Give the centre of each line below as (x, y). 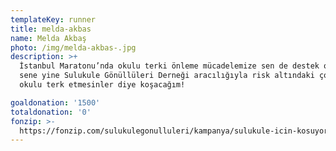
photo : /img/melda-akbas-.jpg (73, 47)
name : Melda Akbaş (48, 38)
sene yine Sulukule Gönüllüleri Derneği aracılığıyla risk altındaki (167, 76)
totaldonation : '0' (51, 112)
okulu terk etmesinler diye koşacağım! (102, 85)
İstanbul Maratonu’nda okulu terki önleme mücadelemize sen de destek (169, 66)
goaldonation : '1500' (55, 102)
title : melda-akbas (51, 29)
